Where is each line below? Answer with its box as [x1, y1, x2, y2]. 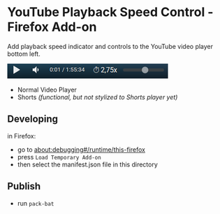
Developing [7, 113, 58, 125]
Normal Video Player [17, 85, 77, 94]
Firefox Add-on [7, 19, 97, 35]
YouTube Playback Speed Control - [7, 4, 214, 20]
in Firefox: [7, 131, 36, 140]
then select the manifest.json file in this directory [17, 160, 159, 169]
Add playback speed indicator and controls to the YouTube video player [7, 42, 214, 50]
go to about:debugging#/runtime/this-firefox [17, 145, 145, 154]
